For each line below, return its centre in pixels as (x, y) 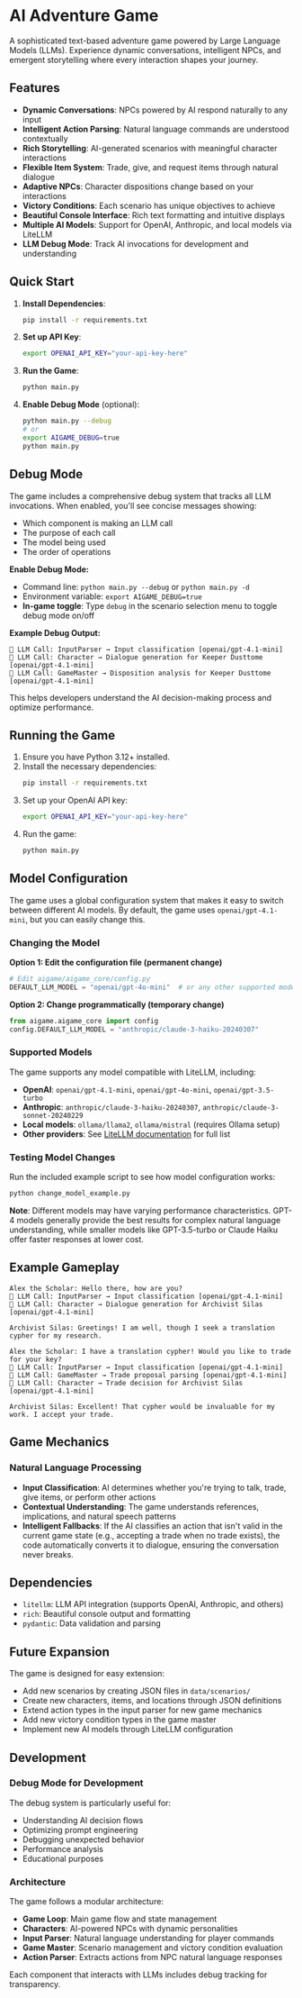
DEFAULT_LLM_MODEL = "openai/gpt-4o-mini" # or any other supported (142, 987)
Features (35, 88)
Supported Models (51, 1052)
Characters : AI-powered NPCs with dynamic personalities (130, 1929)
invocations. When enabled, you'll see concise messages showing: (133, 505)
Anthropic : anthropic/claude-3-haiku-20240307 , (111, 1107)
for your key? (36, 1359)
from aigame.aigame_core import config (84, 1021)
